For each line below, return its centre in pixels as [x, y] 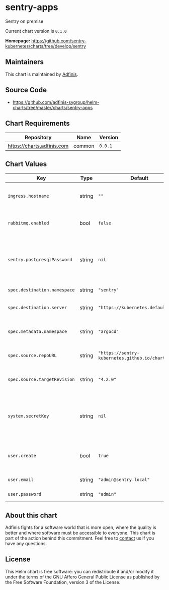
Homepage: [18, 41]
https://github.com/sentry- [59, 41]
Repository [38, 138]
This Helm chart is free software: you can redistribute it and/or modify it [79, 571]
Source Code [26, 90]
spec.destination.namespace [41, 290]
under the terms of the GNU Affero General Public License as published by [82, 577]
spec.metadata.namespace [37, 332]
